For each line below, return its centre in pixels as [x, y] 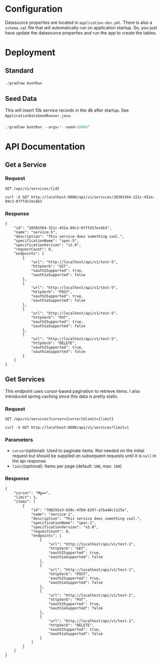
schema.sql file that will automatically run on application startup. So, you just [81, 27]
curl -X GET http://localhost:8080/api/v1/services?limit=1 [67, 428]
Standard [19, 70]
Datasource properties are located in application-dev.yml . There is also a [79, 22]
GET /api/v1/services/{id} [32, 189]
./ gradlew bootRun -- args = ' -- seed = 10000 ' [48, 127]
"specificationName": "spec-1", [64, 523]
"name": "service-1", [53, 514]
